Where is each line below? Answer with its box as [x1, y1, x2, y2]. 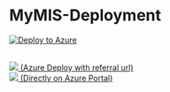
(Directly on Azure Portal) [19, 73, 113, 83]
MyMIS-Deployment [9, 5, 162, 26]
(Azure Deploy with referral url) [19, 62, 134, 73]
